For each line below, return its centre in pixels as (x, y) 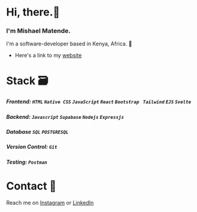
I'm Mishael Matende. (38, 31)
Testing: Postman (27, 162)
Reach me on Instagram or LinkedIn (50, 202)
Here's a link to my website (48, 56)
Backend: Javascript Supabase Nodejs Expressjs (65, 116)
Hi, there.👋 (33, 12)
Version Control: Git (32, 147)
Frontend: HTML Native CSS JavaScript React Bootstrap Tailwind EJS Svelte (99, 102)
